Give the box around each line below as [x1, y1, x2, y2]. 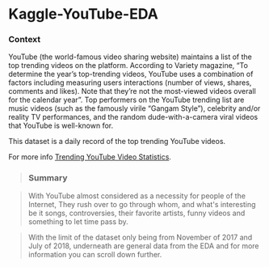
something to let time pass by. [27, 216, 129, 227]
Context [8, 34, 41, 45]
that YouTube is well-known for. [8, 121, 114, 130]
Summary [27, 172, 68, 184]
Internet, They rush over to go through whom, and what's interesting [27, 199, 256, 209]
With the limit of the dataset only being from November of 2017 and [27, 232, 253, 242]
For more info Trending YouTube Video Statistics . [8, 152, 172, 162]
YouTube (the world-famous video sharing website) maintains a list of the [8, 52, 252, 61]
